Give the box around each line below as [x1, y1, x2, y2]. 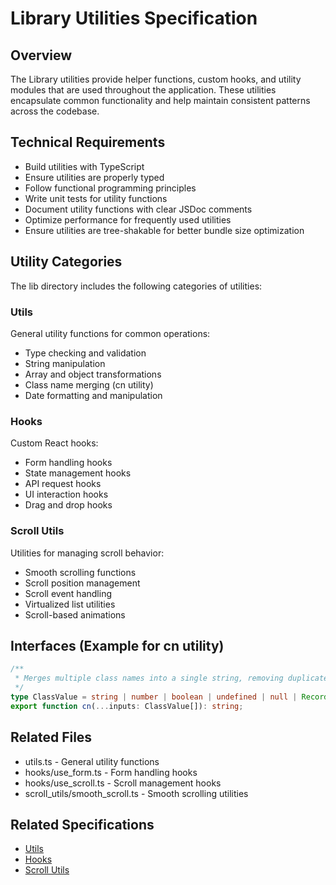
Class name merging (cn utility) [24, 378, 154, 391]
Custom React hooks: [10, 437, 99, 449]
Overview [10, 47, 73, 64]
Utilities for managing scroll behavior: [10, 547, 165, 559]
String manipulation [24, 357, 106, 369]
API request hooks [24, 478, 102, 490]
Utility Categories [10, 253, 123, 271]
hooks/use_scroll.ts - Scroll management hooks [24, 777, 222, 789]
